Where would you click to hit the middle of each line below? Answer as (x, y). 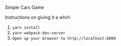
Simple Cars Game (25, 7)
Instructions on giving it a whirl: (38, 17)
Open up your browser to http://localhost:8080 (64, 38)
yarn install (26, 28)
